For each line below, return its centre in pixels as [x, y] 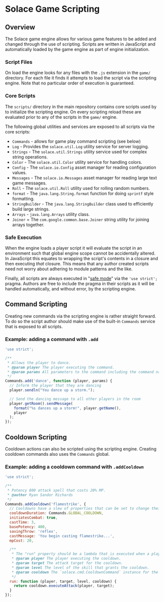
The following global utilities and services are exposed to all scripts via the [80, 127]
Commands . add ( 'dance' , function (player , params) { [59, 381]
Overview [20, 27]
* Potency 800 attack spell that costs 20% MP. [56, 490]
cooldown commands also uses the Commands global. [57, 454]
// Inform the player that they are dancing [55, 386]
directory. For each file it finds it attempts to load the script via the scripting [81, 78]
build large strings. [31, 209]
